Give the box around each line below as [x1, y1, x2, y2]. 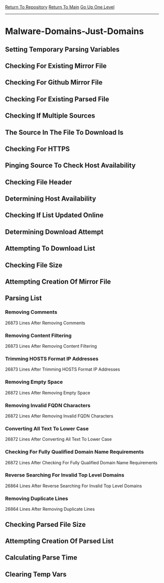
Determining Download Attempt [5, 228, 103, 236]
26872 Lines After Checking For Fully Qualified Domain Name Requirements [5, 459, 158, 465]
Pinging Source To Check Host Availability [5, 161, 136, 170]
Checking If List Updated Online [5, 211, 104, 219]
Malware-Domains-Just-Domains [5, 26, 144, 37]
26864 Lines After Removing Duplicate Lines [5, 506, 95, 512]
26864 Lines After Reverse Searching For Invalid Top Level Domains [5, 483, 143, 489]
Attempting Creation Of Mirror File [5, 278, 111, 286]
